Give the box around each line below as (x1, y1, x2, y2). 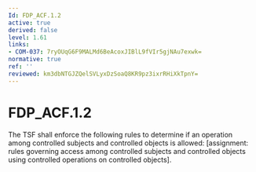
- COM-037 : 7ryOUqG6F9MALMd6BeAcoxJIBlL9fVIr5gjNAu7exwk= (8, 48, 202, 56)
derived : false (8, 26, 58, 34)
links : (8, 41, 30, 49)
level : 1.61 (8, 33, 47, 42)
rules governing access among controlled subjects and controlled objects (8, 146, 246, 156)
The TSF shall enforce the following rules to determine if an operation (8, 130, 233, 139)
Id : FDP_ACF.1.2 (8, 11, 61, 20)
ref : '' (8, 63, 34, 71)
